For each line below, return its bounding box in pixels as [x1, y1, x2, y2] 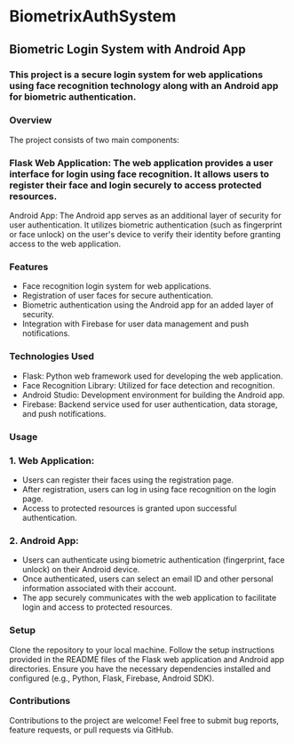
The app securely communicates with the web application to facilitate [21, 593, 277, 604]
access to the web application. [9, 238, 122, 250]
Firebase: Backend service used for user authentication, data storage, [21, 398, 278, 410]
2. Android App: [9, 534, 80, 547]
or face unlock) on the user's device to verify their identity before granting [9, 229, 282, 240]
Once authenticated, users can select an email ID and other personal [21, 573, 274, 584]
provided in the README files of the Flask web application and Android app [9, 653, 285, 664]
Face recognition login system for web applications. [21, 281, 211, 292]
